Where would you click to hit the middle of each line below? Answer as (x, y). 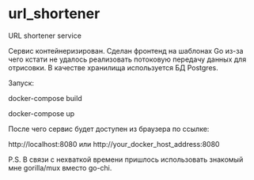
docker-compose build (45, 98)
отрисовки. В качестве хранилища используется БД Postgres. (114, 67)
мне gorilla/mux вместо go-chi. (60, 167)
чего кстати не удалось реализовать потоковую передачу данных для (127, 59)
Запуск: (21, 83)
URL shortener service (45, 36)
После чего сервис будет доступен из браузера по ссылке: (109, 129)
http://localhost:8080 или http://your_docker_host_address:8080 (114, 144)
